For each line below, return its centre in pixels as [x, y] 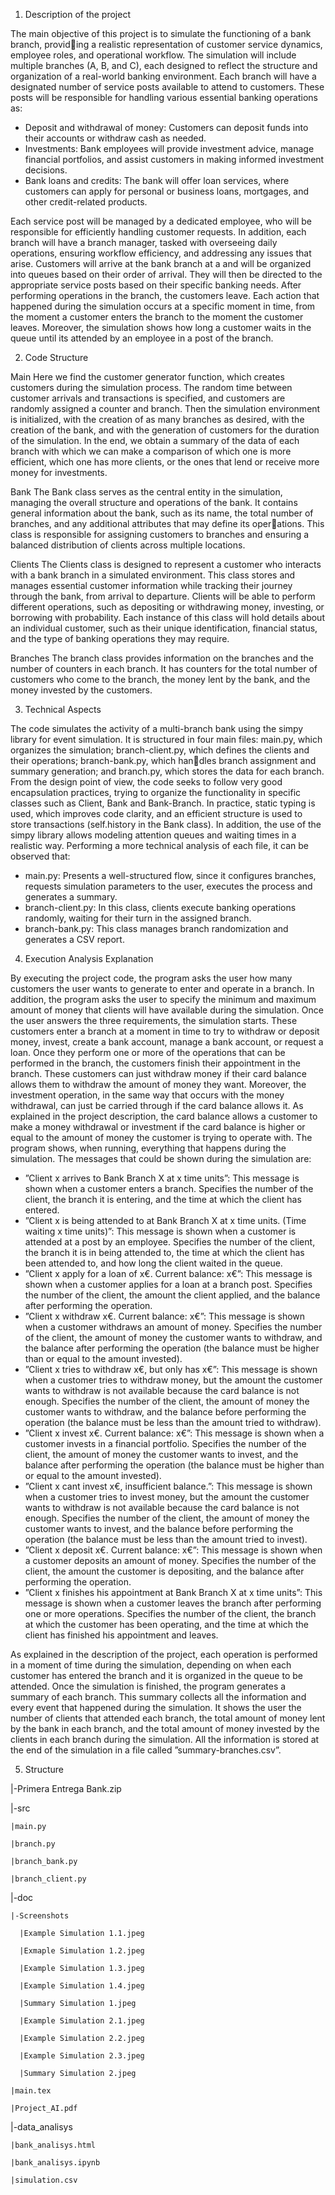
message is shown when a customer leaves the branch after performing [173, 1603]
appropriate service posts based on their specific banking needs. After [156, 285]
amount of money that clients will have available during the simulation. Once [167, 1010]
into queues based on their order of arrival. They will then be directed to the [166, 274]
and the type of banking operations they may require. [120, 638]
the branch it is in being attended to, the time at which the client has [164, 1252]
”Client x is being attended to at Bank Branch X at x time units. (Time [165, 1220]
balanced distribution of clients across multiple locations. [128, 545]
